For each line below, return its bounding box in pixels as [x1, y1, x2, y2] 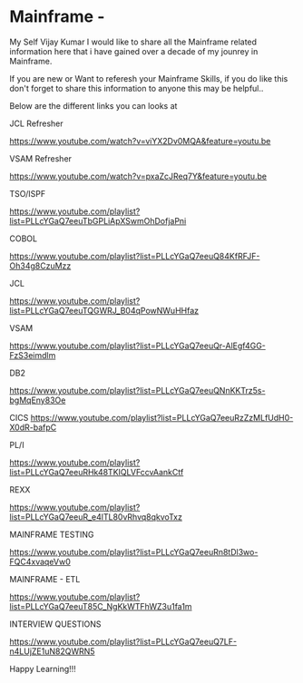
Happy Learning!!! [9, 663, 77, 674]
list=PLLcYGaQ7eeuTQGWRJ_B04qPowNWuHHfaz [9, 305, 200, 316]
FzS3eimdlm [9, 349, 56, 360]
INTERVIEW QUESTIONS [9, 619, 102, 629]
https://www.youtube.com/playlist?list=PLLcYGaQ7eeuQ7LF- [9, 636, 238, 647]
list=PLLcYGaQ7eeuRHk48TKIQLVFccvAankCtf [9, 466, 184, 477]
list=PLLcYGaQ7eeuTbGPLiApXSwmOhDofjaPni [9, 215, 187, 226]
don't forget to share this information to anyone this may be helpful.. [9, 83, 264, 93]
